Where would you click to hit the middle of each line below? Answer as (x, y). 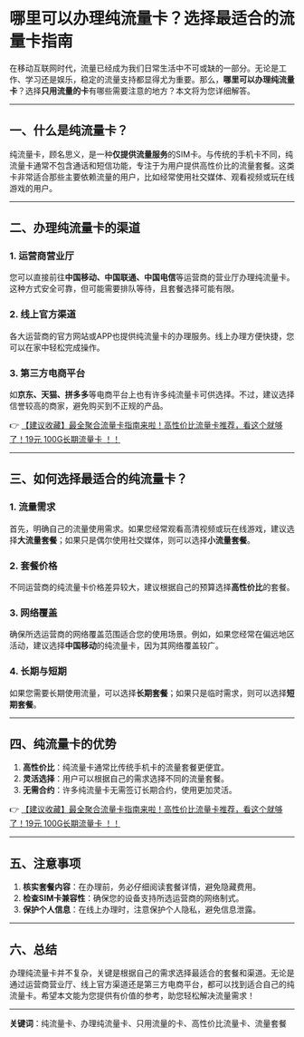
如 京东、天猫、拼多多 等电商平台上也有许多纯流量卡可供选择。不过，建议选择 (152, 394)
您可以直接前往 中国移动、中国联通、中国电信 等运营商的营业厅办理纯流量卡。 (152, 277)
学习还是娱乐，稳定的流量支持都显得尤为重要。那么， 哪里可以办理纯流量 (160, 79)
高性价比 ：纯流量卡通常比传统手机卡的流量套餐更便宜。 (125, 768)
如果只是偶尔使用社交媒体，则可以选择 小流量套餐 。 (160, 539)
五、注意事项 (45, 863)
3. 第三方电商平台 (47, 373)
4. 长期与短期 (38, 672)
